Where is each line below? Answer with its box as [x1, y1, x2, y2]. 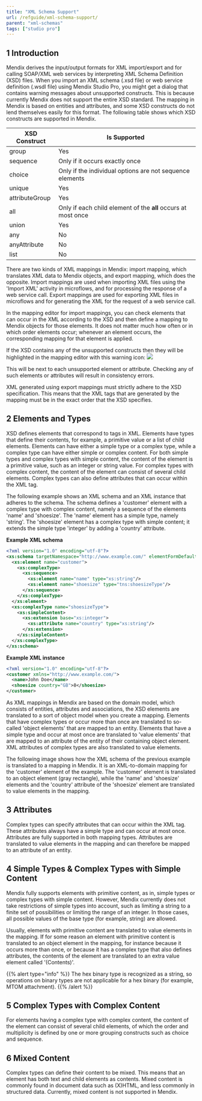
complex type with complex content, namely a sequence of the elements [6, 505, 186, 513]
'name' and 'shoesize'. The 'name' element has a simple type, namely [6, 511, 179, 519]
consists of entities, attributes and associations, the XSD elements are [6, 705, 180, 713]
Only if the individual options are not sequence [58, 167, 190, 175]
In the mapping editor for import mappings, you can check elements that [6, 310, 186, 317]
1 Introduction [6, 48, 59, 58]
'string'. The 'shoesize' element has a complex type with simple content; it [6, 518, 190, 525]
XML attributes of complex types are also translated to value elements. [6, 744, 182, 750]
